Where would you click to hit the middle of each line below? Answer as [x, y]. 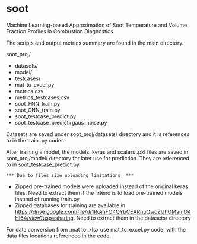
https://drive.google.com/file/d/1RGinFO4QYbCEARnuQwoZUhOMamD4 [103, 211]
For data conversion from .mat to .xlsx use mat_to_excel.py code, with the [96, 229]
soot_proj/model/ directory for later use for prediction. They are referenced [98, 158]
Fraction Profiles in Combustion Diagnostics [60, 31]
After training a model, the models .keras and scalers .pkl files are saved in [97, 152]
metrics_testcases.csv [42, 97]
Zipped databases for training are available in [70, 205]
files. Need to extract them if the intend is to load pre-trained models [99, 192]
